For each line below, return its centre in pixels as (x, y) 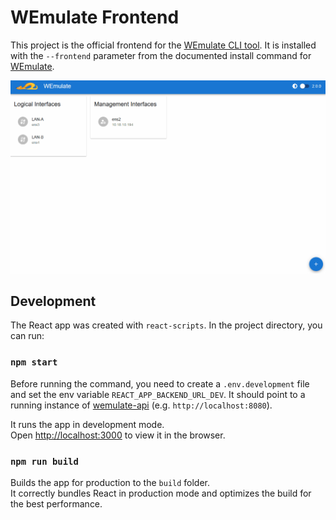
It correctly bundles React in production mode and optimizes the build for (161, 493)
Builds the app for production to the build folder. (110, 482)
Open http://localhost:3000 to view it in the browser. (118, 435)
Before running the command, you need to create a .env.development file (160, 383)
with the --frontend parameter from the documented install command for (161, 55)
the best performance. (56, 503)
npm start (34, 362)
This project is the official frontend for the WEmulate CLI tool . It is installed (163, 45)
